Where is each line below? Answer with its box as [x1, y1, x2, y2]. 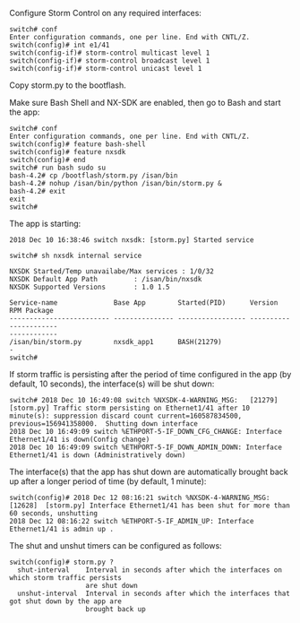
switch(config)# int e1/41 [9, 40, 110, 49]
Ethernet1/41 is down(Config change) [9, 435, 150, 444]
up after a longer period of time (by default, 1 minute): [9, 476, 207, 487]
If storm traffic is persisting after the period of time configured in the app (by [9, 369, 292, 379]
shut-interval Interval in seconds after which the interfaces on [17, 566, 282, 575]
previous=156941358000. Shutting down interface [9, 420, 199, 428]
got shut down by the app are [9, 597, 123, 606]
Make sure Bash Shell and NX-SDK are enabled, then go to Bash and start [9, 98, 281, 108]
